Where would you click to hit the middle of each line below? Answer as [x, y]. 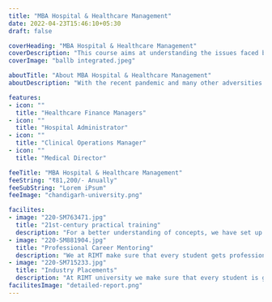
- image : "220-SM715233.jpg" [57, 263]
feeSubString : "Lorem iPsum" [57, 188]
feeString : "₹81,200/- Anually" [63, 180]
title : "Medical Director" [61, 158]
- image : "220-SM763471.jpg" [57, 218]
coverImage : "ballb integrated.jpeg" [72, 61]
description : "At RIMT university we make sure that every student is [137, 278]
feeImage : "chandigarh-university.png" [76, 196]
